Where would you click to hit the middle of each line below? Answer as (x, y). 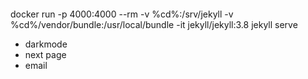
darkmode (46, 44)
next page (45, 54)
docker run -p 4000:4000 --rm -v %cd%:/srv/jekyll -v (122, 14)
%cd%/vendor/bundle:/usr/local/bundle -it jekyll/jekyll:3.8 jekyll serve (154, 24)
